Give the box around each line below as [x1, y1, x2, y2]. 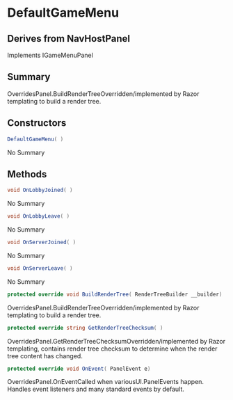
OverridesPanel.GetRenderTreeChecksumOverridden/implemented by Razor [7, 337, 226, 345]
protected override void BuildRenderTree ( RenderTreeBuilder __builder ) [7, 291, 223, 298]
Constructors [7, 117, 67, 129]
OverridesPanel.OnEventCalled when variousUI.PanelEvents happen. [7, 378, 204, 386]
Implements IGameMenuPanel [7, 51, 94, 59]
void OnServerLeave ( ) [7, 264, 73, 272]
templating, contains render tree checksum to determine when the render [7, 344, 218, 353]
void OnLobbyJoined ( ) [7, 186, 73, 194]
